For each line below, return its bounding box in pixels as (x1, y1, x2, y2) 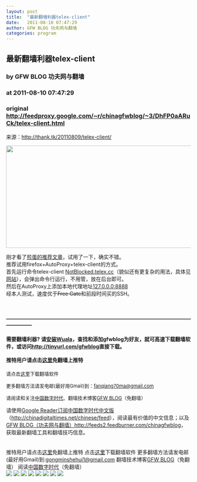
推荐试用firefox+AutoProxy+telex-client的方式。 (6, 261, 121, 268)
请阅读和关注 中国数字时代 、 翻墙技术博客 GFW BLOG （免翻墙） (6, 395, 147, 402)
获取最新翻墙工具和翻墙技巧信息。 (6, 429, 89, 436)
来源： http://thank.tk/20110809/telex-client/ (6, 133, 112, 140)
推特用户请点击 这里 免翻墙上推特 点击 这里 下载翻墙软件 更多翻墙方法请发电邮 (6, 449, 189, 456)
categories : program (6, 31, 57, 36)
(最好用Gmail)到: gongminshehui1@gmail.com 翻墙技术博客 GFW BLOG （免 (6, 456, 185, 463)
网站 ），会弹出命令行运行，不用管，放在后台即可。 (6, 275, 127, 282)
